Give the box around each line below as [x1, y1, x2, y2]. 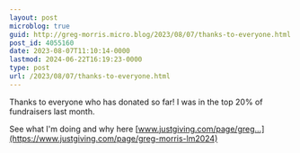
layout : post [9, 13, 58, 22]
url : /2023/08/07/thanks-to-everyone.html [9, 72, 171, 81]
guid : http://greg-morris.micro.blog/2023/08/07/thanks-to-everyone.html [9, 30, 292, 39]
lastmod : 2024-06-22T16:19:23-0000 [9, 55, 143, 64]
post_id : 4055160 [9, 38, 75, 48]
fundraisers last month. [9, 105, 95, 117]
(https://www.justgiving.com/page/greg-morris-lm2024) [9, 132, 218, 144]
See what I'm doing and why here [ [9, 123, 139, 134]
